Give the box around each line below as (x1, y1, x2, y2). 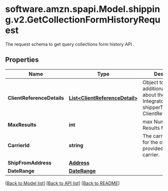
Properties (5, 56, 39, 64)
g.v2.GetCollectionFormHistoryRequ (5, 14, 161, 25)
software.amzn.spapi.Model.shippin (5, 3, 160, 15)
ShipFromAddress (7, 159, 51, 166)
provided (142, 145, 164, 152)
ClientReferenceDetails (7, 94, 64, 101)
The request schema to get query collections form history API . (5, 41, 135, 47)
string (68, 142, 83, 149)
